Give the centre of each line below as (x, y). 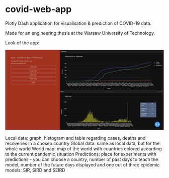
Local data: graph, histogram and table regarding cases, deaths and (75, 138)
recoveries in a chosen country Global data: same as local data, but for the (82, 143)
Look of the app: (22, 43)
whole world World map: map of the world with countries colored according (83, 149)
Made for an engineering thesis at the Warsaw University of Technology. (80, 33)
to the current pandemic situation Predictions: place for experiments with (81, 154)
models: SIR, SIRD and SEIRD (35, 170)
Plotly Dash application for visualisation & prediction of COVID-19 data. (78, 23)
